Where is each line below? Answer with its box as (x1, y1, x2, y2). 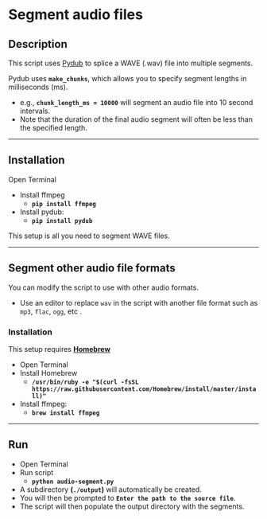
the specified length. (19, 123, 87, 132)
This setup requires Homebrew (8, 344, 111, 353)
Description (8, 37, 68, 51)
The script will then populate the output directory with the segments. (19, 501, 245, 511)
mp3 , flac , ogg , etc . (19, 306, 82, 316)
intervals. (19, 106, 51, 115)
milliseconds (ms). (8, 82, 68, 92)
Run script (19, 467, 54, 477)
